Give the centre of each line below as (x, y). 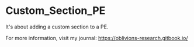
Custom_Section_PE (56, 11)
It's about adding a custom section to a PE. (57, 27)
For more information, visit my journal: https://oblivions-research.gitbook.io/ (97, 38)
